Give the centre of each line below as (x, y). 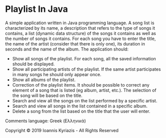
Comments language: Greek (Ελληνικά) (46, 121)
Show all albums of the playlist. (44, 80)
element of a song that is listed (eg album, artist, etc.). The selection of (84, 90)
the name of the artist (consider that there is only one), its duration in (75, 44)
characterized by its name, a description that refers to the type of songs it (80, 28)
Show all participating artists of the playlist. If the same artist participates (86, 69)
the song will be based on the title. (47, 95)
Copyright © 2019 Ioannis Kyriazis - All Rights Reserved (62, 130)
